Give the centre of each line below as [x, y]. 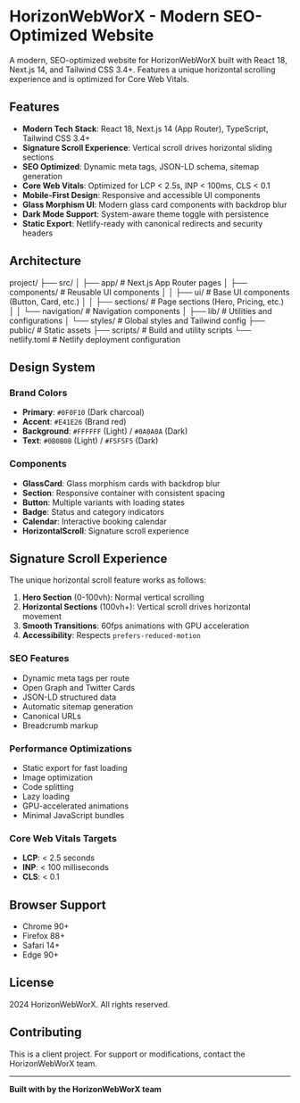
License [32, 983]
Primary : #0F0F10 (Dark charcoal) [83, 412]
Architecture [46, 261]
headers [37, 233]
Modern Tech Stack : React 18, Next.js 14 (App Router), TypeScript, [145, 129]
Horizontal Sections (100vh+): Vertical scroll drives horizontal [137, 607]
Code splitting [48, 786]
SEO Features [39, 659]
